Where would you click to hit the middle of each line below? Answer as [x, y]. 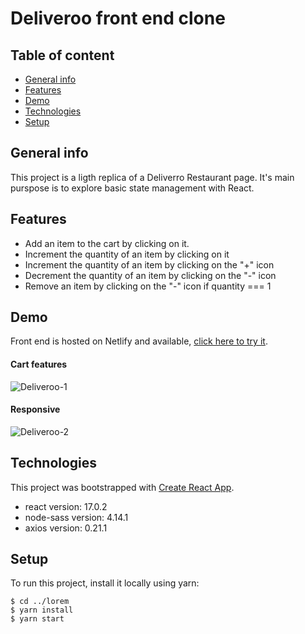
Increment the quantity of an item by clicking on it [127, 254]
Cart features [39, 364]
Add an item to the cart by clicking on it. [107, 243]
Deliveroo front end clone [118, 18]
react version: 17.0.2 [66, 506]
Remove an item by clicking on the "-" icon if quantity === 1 [148, 286]
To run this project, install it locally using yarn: [105, 583]
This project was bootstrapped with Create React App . [122, 487]
